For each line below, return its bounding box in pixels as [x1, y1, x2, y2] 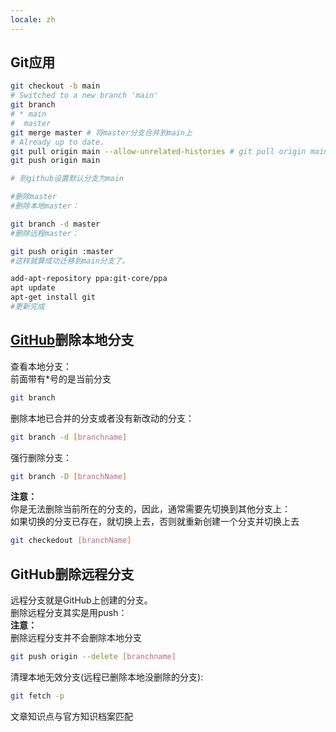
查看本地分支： [10, 360, 72, 372]
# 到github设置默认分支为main [10, 174, 125, 184]
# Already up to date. [10, 137, 105, 147]
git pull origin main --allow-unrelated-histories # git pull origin [10, 146, 307, 156]
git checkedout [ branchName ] [10, 536, 132, 546]
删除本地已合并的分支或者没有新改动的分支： [10, 412, 195, 424]
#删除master [10, 192, 57, 202]
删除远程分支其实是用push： [10, 607, 128, 619]
